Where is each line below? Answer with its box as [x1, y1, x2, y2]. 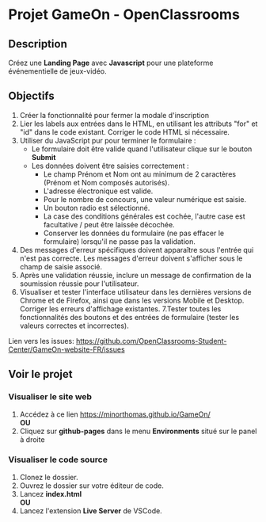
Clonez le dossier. [19, 472, 78, 482]
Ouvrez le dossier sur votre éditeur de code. [19, 481, 164, 490]
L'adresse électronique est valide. [43, 186, 154, 196]
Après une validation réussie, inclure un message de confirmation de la [19, 270, 252, 280]
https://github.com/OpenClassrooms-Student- [75, 336, 227, 345]
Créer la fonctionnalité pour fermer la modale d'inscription [19, 110, 210, 120]
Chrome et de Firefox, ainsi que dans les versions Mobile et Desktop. [19, 295, 245, 305]
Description [8, 37, 67, 51]
